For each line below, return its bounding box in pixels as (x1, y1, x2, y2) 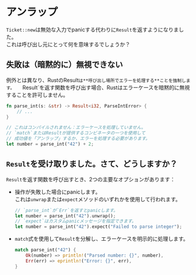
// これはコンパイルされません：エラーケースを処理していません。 (6, 125, 146, 130)
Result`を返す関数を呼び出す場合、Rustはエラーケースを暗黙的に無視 (23, 84, 190, 91)
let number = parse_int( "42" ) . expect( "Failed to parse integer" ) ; (14, 224, 182, 230)
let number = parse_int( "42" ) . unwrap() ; (14, 213, 116, 219)
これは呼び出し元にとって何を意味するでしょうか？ (6, 41, 130, 48)
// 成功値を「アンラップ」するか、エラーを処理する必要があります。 (6, 136, 150, 142)
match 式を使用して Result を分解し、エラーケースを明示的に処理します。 (14, 235, 189, 243)
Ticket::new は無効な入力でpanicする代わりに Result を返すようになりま (6, 26, 179, 33)
